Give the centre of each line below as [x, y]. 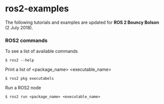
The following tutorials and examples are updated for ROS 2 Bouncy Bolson [82, 22]
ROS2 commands [26, 40]
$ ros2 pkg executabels [30, 79]
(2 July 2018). [19, 27]
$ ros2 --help [20, 60]
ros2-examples [37, 9]
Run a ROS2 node [23, 88]
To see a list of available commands [41, 51]
